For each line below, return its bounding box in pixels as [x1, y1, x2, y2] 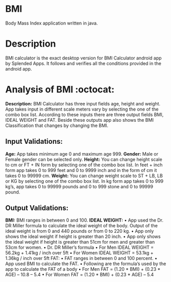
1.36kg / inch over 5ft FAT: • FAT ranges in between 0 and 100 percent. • [5, 255, 157, 262]
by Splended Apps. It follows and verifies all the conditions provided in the [5, 60, 162, 67]
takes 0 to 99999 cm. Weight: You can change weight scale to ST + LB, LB [5, 172, 163, 179]
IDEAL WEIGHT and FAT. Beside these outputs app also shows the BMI [5, 117, 154, 123]
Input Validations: [5, 137, 63, 146]
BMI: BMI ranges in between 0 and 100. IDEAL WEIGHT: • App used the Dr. [5, 217, 164, 223]
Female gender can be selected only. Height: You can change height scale [5, 156, 162, 162]
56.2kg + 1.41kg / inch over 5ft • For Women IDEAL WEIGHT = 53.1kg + [5, 250, 154, 256]
